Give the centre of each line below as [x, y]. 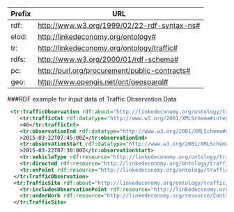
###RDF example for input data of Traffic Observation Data [92, 99]
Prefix [21, 14]
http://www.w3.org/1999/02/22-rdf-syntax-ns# [119, 25]
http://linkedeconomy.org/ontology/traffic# [108, 48]
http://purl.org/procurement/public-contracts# [114, 71]
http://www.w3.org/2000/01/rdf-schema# [108, 59]
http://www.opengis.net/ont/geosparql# [103, 82]
